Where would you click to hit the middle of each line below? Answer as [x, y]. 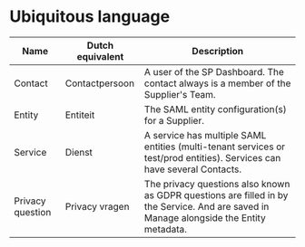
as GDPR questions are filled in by [216, 195]
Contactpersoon [99, 83]
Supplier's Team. [180, 94]
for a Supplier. [174, 120]
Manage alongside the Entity [205, 217]
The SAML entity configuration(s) [216, 109]
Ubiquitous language [90, 17]
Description [218, 51]
